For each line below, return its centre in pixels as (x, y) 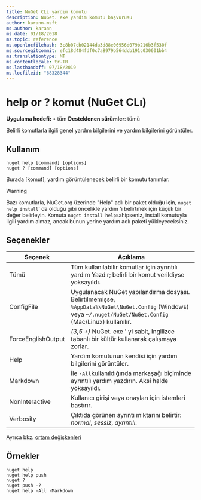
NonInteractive (30, 401)
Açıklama (131, 257)
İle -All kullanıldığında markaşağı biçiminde (131, 373)
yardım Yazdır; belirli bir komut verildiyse (128, 274)
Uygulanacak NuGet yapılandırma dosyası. (130, 292)
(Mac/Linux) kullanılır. (101, 321)
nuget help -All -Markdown (40, 490)
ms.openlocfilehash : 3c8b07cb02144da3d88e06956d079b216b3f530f (87, 45)
